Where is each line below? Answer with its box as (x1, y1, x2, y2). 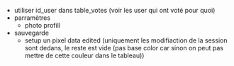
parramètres (13, 13, 51, 22)
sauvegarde (13, 28, 50, 37)
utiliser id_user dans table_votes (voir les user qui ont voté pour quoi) (13, 6, 216, 14)
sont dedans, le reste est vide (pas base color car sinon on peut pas (24, 44, 223, 52)
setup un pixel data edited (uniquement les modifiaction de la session (24, 36, 228, 45)
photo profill (24, 21, 60, 29)
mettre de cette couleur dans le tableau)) (24, 51, 145, 60)
